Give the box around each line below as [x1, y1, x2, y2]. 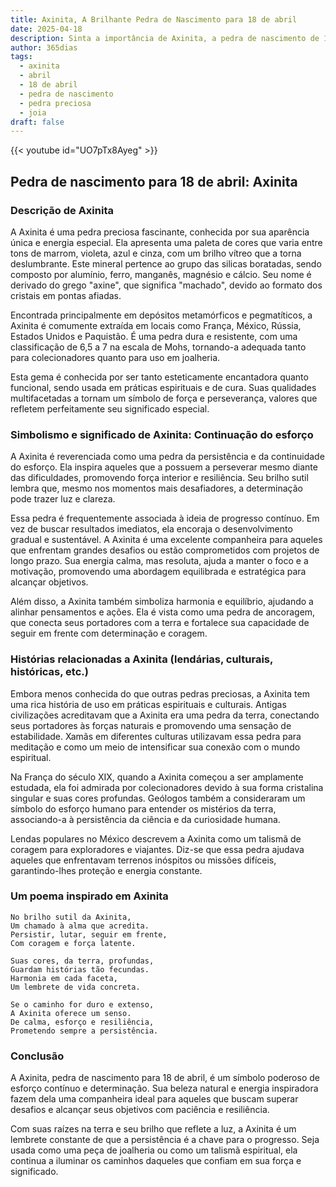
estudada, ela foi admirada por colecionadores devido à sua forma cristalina [10, 781, 324, 793]
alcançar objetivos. [10, 576, 89, 588]
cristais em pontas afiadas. [10, 289, 122, 301]
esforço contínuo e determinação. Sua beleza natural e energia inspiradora [10, 1082, 319, 1095]
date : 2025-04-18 [10, 24, 83, 34]
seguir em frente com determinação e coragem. [10, 627, 208, 640]
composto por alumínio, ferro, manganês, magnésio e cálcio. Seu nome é [10, 268, 312, 280]
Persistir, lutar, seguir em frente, [10, 929, 168, 940]
